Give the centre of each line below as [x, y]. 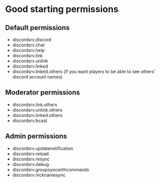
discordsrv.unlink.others [37, 110]
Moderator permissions [42, 93]
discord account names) [37, 77]
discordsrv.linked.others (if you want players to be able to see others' [84, 71]
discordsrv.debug [30, 164]
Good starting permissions [62, 9]
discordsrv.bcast [30, 120]
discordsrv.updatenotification [43, 148]
